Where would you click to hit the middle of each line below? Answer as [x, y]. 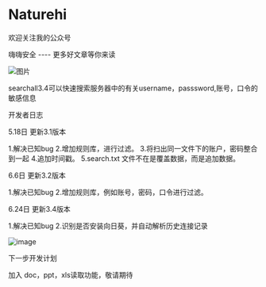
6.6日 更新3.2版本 [37, 175]
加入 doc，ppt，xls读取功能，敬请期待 [71, 274]
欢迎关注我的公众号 [40, 37]
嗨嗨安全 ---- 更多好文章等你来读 [62, 54]
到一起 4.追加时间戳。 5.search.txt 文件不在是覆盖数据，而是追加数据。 [124, 158]
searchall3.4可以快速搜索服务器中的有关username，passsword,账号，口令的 [133, 88]
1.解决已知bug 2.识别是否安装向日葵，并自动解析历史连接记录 [108, 226]
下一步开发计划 [33, 258]
